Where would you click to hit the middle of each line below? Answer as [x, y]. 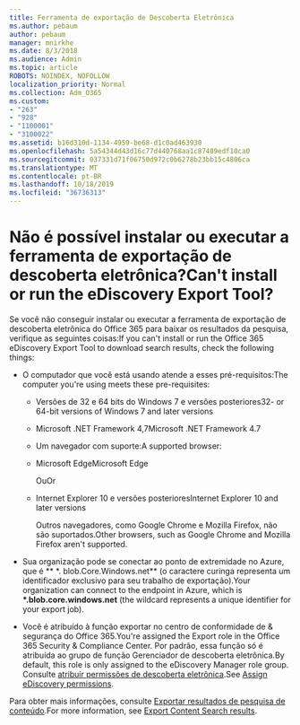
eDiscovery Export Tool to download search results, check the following [142, 347]
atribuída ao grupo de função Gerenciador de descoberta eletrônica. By [153, 655]
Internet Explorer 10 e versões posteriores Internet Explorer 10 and [157, 498]
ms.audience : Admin [46, 59]
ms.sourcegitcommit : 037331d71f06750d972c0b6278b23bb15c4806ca [130, 159]
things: [22, 357]
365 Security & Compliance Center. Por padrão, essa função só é [143, 645]
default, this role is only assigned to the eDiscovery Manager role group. [155, 664]
